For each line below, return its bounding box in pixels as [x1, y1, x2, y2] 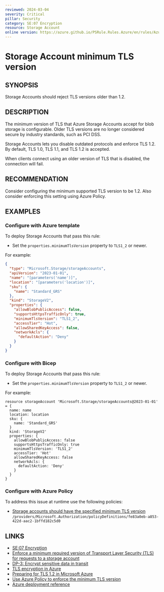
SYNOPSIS [5, 81, 39, 89]
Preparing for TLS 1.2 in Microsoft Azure [12, 571, 93, 577]
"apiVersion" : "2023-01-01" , [9, 271, 69, 276]
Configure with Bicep [5, 359, 57, 366]
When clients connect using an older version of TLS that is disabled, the [5, 155, 150, 162]
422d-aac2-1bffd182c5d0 [12, 519, 61, 524]
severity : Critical [5, 12, 45, 17]
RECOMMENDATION [5, 175, 68, 184]
